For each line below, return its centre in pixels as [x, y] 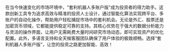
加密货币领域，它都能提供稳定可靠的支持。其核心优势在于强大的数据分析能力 [84, 26]
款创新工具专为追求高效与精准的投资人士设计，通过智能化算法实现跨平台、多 [84, 13]
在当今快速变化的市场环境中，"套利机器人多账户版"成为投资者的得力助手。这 [84, 7]
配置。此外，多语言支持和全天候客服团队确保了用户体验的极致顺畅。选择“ [81, 38]
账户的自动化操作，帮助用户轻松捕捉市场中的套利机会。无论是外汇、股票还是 [84, 20]
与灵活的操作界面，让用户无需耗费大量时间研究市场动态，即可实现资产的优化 [84, 32]
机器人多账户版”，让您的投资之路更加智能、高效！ [61, 44]
